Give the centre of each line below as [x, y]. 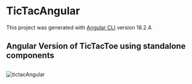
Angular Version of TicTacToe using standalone [96, 46]
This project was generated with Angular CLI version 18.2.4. [80, 27]
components [30, 56]
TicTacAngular [43, 11]
